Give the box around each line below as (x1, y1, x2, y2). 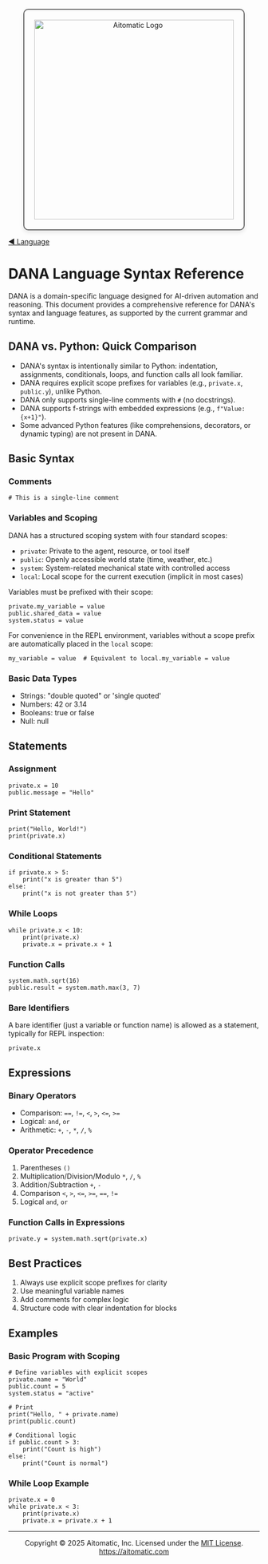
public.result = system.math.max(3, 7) (8, 984, 141, 992)
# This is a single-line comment (8, 494, 120, 502)
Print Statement (8, 807, 71, 818)
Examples (8, 1326, 58, 1340)
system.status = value (8, 616, 84, 624)
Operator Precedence (8, 1145, 94, 1156)
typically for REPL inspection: (8, 1029, 105, 1039)
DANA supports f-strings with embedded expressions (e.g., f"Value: (19, 403, 246, 413)
